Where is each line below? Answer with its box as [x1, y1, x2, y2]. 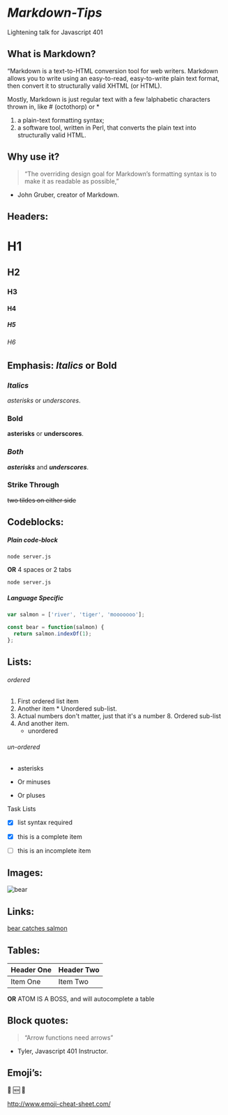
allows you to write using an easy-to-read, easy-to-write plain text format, [7, 74, 220, 82]
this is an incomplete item [17, 846, 91, 855]
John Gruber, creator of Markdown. [17, 190, 120, 199]
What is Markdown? [7, 48, 96, 60]
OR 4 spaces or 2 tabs [7, 566, 72, 574]
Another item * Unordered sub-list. [17, 704, 117, 713]
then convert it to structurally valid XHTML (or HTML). [7, 82, 162, 90]
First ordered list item [17, 697, 79, 706]
